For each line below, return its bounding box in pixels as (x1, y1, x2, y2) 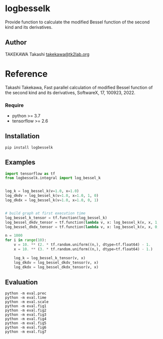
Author (5, 38, 27, 47)
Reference (5, 68, 48, 79)
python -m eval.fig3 (5, 312, 47, 317)
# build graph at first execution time (5, 210, 86, 216)
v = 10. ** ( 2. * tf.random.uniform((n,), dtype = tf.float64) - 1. (14, 242, 151, 247)
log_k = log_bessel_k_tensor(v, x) (14, 255, 86, 261)
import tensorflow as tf (5, 171, 55, 176)
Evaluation (5, 278, 38, 286)
